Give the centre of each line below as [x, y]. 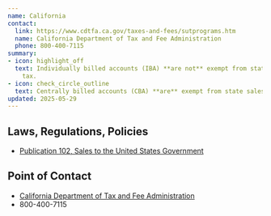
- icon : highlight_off [46, 61]
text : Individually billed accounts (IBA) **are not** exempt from [131, 69]
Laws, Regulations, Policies [78, 131]
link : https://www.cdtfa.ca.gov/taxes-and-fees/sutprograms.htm [125, 31]
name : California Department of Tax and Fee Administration [118, 38]
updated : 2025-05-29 [42, 99]
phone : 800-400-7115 [49, 46]
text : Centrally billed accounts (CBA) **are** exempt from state [129, 91]
